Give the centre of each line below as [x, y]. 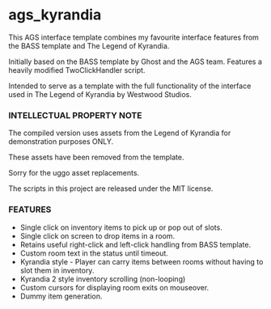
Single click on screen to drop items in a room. [97, 235]
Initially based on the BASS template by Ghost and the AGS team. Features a [135, 61]
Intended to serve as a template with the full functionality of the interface [130, 86]
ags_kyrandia [55, 15]
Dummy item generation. [61, 296]
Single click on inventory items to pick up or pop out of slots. [121, 227]
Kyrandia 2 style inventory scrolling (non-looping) [103, 279]
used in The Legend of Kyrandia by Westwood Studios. [100, 94]
